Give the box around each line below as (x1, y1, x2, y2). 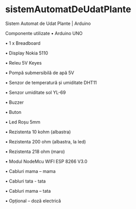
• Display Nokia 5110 (5, 50, 48, 56)
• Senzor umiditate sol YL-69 (5, 89, 66, 95)
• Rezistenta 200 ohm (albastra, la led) (5, 138, 86, 144)
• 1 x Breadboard (5, 40, 41, 46)
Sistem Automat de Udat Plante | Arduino (5, 20, 91, 26)
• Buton (5, 109, 22, 115)
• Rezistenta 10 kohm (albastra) (5, 129, 71, 135)
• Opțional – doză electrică (5, 197, 61, 204)
